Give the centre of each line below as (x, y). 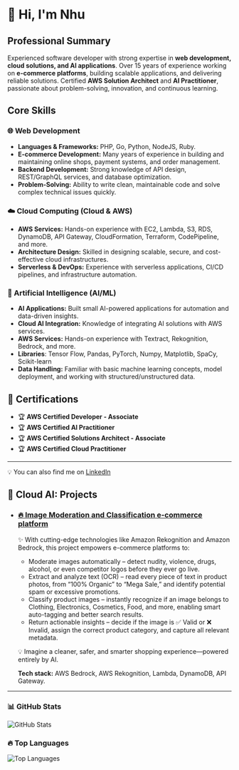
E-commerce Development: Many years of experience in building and (121, 154)
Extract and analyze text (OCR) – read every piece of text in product (128, 576)
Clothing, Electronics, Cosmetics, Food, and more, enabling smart (124, 607)
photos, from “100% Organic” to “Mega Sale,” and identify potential (127, 584)
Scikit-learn (34, 361)
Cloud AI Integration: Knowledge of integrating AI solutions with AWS (120, 324)
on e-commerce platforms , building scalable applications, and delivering (115, 73)
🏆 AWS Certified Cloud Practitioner (72, 449)
